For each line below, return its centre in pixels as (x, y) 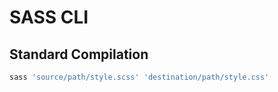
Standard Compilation (79, 54)
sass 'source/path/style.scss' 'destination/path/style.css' (139, 77)
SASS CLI (49, 17)
